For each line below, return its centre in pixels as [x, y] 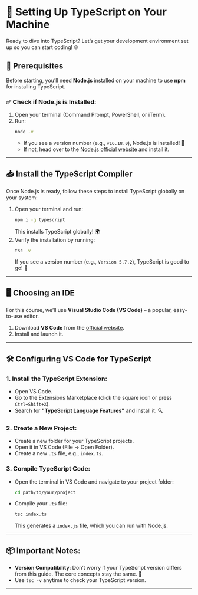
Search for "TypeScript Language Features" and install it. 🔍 [89, 410]
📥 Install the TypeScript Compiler [69, 174]
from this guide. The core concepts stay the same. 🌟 [78, 574]
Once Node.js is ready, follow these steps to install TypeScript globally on [95, 191]
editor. [31, 316]
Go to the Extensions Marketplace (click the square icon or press [93, 397]
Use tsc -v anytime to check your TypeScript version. [80, 580]
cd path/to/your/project [45, 492]
